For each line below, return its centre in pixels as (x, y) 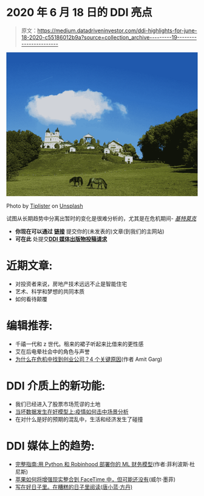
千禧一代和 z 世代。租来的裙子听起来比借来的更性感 (79, 344)
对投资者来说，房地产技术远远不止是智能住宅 (71, 284)
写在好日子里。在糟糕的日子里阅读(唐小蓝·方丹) (74, 487)
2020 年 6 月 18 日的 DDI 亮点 (80, 12)
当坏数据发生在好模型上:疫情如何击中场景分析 (72, 411)
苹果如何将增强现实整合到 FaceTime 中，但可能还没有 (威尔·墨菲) (95, 479)
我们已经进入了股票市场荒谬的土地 (58, 404)
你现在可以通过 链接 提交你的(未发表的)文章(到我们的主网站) (90, 231)
